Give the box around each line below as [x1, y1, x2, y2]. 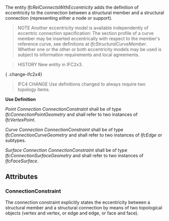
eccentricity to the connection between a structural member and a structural [5, 10, 164, 16]
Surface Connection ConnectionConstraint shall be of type [5, 147, 128, 153]
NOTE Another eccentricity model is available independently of [17, 25, 149, 31]
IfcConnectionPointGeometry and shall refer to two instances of [5, 111, 138, 117]
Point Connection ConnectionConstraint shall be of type [5, 106, 122, 112]
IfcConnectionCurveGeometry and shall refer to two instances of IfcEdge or [5, 132, 162, 138]
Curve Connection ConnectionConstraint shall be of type [5, 126, 124, 132]
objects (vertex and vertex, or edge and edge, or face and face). [5, 210, 139, 216]
